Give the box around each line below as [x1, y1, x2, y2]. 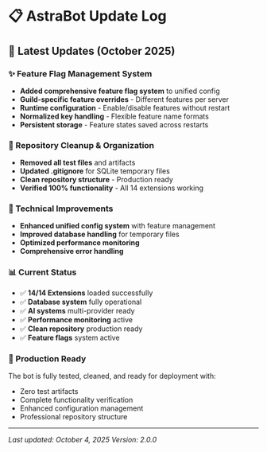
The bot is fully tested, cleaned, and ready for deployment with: [8, 372, 216, 381]
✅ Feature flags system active [19, 333, 121, 342]
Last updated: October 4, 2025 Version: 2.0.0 [8, 435, 157, 445]
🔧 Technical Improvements [8, 203, 114, 214]
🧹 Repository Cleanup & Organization [8, 139, 155, 150]
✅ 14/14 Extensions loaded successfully [19, 288, 153, 298]
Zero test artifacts [19, 387, 79, 396]
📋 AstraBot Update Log [8, 7, 167, 25]
